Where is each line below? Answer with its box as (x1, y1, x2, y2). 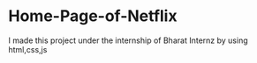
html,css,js (8, 44, 48, 54)
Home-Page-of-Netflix (8, 6, 178, 26)
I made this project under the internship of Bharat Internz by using (8, 35, 248, 45)
